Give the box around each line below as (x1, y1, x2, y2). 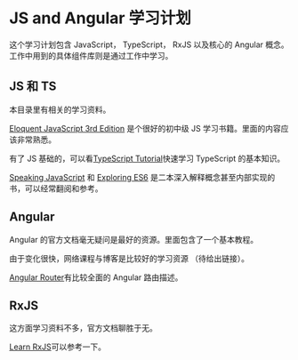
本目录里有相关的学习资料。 (9, 104, 111, 115)
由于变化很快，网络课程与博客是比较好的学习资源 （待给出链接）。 (9, 252, 249, 263)
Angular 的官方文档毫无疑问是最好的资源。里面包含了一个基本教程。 (9, 234, 259, 244)
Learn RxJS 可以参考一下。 (9, 341, 107, 352)
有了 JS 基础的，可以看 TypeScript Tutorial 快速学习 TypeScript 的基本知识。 (9, 153, 286, 164)
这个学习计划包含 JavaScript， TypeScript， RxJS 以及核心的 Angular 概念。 (9, 39, 289, 50)
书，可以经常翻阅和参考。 (9, 183, 103, 194)
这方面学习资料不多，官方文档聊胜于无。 (9, 323, 157, 333)
